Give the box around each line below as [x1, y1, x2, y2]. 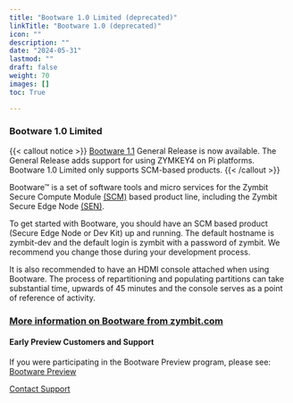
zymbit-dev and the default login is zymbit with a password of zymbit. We [9, 237, 280, 248]
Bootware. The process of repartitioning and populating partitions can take [9, 273, 284, 284]
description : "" [9, 38, 70, 47]
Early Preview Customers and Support [9, 337, 155, 348]
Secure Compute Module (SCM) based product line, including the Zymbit [9, 191, 278, 202]
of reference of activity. [9, 292, 96, 303]
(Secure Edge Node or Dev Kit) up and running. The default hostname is [9, 227, 275, 238]
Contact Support [9, 383, 71, 394]
